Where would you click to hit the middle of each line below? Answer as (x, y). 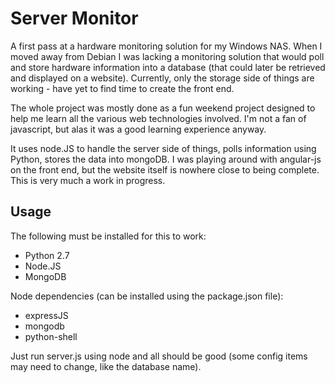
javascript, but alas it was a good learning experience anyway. (138, 129)
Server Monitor (74, 18)
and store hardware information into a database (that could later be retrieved (168, 67)
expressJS (46, 315)
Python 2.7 (47, 255)
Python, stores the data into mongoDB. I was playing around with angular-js (166, 159)
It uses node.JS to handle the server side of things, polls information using (163, 148)
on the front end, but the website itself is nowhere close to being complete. (165, 169)
